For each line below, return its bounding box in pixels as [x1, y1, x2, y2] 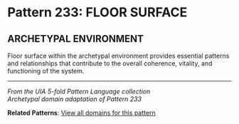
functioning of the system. [7, 67, 85, 75]
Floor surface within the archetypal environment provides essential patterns [7, 51, 230, 60]
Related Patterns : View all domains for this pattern [7, 108, 156, 117]
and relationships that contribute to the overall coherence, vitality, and [7, 59, 213, 68]
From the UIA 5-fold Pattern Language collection [7, 87, 151, 95]
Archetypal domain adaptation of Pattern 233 [7, 95, 142, 103]
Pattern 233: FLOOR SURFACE [7, 4, 188, 21]
